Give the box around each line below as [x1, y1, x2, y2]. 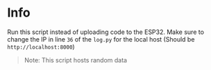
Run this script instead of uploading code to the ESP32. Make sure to [7, 28, 205, 36]
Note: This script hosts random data [24, 55, 127, 64]
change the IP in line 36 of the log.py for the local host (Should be [7, 35, 195, 43]
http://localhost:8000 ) [7, 42, 75, 51]
